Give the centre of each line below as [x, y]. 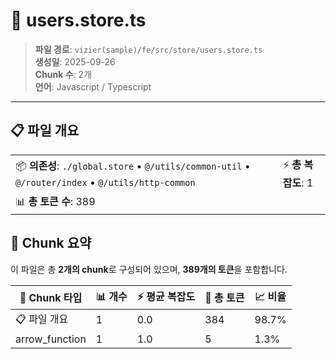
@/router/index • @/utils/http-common [105, 182]
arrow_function [51, 339]
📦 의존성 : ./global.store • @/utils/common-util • [133, 166]
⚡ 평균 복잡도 [166, 296]
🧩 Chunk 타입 [51, 298]
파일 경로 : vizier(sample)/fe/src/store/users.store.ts [148, 49]
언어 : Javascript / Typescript [93, 86]
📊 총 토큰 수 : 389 [55, 201]
